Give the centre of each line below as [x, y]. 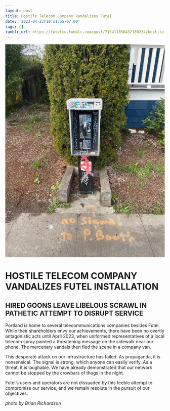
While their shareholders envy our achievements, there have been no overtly [85, 331]
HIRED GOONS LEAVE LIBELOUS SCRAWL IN [76, 305]
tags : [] [14, 27]
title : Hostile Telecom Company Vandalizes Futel [59, 16]
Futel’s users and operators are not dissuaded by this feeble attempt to [79, 383]
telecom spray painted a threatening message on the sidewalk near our [79, 341]
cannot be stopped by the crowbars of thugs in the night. [65, 373]
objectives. [17, 393]
